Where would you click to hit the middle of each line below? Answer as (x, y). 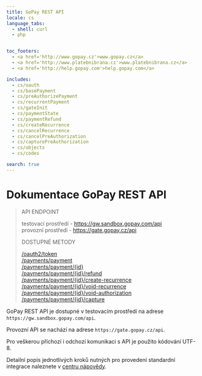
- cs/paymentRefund (37, 119)
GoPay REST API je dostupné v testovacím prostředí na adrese (85, 311)
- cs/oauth (26, 85)
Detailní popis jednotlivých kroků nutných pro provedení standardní (91, 359)
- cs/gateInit (30, 108)
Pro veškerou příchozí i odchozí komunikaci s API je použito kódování (94, 341)
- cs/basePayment (34, 91)
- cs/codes (26, 154)
